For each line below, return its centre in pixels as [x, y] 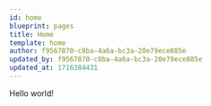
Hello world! [31, 93]
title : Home [31, 34]
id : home [26, 18]
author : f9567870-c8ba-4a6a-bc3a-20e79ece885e [98, 51]
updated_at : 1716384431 [54, 68]
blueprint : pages [42, 26]
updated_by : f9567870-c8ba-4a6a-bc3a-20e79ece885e [106, 59]
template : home [38, 43]
